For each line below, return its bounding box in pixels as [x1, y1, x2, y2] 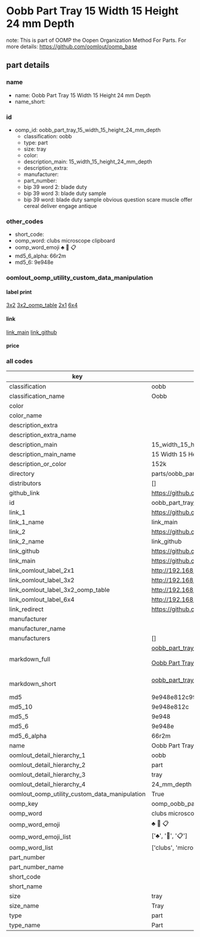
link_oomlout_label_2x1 [9, 566, 75, 575]
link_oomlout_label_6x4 [9, 595, 75, 604]
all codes [6, 357, 33, 365]
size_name [9, 902, 39, 910]
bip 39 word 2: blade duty [23, 183, 87, 190]
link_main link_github [6, 328, 58, 336]
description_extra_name [9, 431, 76, 439]
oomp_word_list [9, 843, 54, 852]
